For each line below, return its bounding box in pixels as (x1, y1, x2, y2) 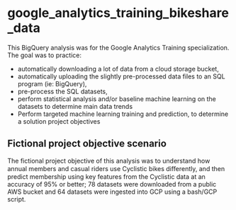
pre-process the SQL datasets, (17, 87, 108, 95)
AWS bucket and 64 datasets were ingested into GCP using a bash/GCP (7, 187, 218, 196)
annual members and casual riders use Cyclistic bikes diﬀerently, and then (7, 164, 225, 173)
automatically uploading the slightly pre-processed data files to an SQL (17, 72, 225, 81)
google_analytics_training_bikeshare (7, 5, 229, 21)
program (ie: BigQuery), (17, 79, 87, 88)
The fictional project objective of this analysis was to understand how (7, 156, 210, 165)
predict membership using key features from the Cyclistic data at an (7, 172, 206, 181)
